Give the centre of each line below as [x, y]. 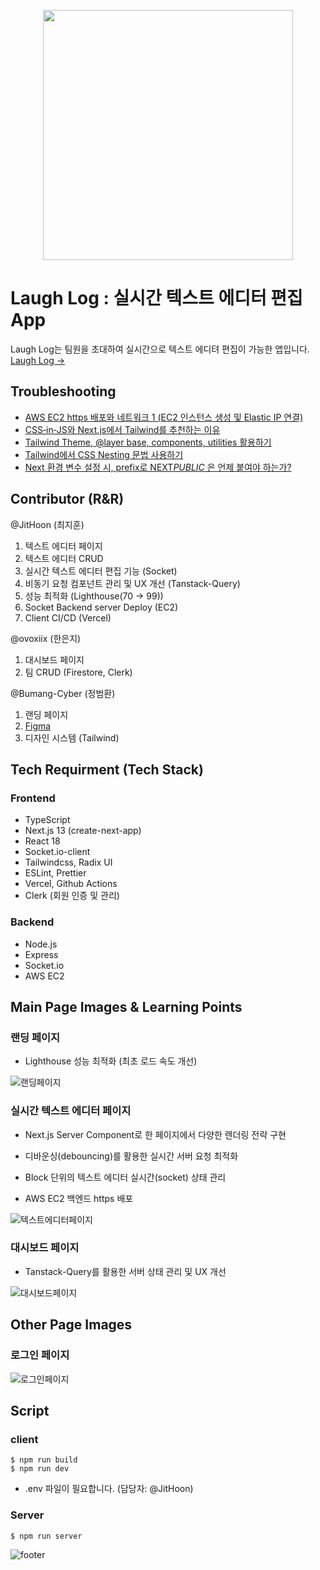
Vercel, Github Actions [71, 884]
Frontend [33, 798]
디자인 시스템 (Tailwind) [72, 737]
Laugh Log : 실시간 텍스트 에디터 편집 [156, 298]
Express [41, 954]
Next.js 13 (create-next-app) [83, 831]
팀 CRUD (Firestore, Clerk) [78, 672]
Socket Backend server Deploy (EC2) [101, 607]
